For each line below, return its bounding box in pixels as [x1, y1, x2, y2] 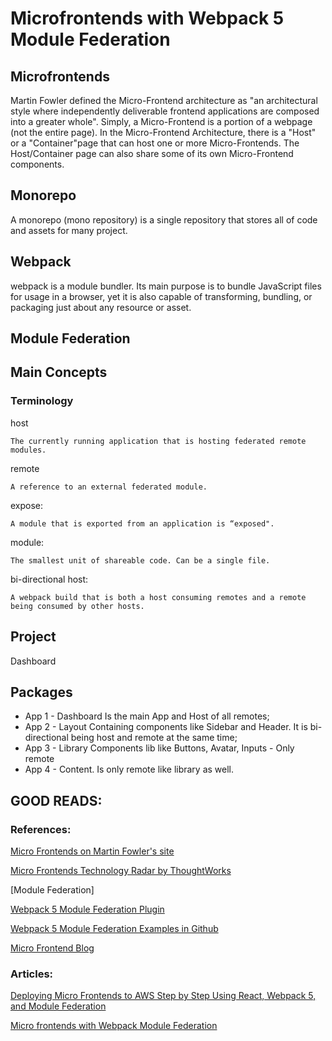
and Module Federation [10, 1000, 107, 1012]
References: [10, 822, 72, 836]
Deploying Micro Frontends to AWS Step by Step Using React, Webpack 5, [10, 990, 317, 1002]
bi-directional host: [10, 573, 89, 585]
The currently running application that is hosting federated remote [10, 436, 307, 446]
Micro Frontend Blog [10, 942, 95, 954]
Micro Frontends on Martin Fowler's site [10, 845, 175, 857]
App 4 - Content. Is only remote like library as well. [24, 763, 235, 776]
